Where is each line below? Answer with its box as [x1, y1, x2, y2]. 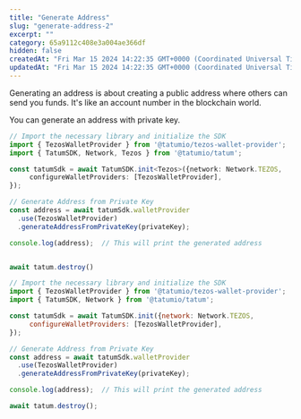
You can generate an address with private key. [9, 114, 181, 125]
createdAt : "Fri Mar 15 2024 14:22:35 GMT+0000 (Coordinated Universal [9, 55, 282, 64]
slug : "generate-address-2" [9, 21, 115, 30]
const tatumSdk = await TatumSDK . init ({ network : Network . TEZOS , [9, 312, 254, 321]
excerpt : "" [9, 30, 54, 38]
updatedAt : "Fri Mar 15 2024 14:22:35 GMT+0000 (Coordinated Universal [9, 64, 282, 73]
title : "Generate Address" [9, 13, 110, 22]
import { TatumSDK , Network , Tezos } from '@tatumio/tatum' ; [9, 149, 243, 158]
